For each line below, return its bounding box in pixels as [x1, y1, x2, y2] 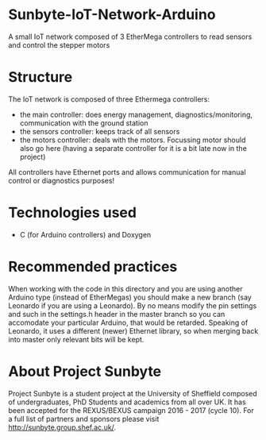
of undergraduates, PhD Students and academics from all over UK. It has [8, 397, 246, 407]
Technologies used [8, 204, 137, 222]
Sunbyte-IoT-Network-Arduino [8, 6, 216, 24]
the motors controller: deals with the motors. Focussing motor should [19, 135, 246, 145]
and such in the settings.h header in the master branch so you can [8, 309, 226, 318]
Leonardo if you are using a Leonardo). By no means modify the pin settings [8, 300, 257, 311]
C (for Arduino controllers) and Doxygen [19, 230, 152, 239]
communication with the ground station [19, 118, 148, 128]
